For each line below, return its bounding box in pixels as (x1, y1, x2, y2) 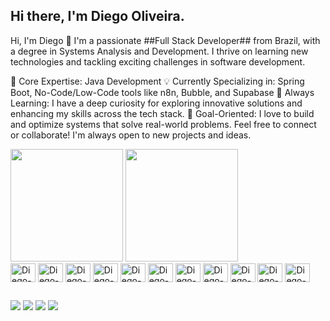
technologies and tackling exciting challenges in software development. (10, 55, 306, 68)
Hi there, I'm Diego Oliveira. (10, 8, 185, 25)
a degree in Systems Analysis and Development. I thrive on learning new (10, 45, 309, 57)
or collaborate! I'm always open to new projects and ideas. (10, 129, 252, 141)
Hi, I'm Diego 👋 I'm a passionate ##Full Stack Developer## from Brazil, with (10, 34, 321, 46)
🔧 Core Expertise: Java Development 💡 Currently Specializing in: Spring (10, 75, 305, 87)
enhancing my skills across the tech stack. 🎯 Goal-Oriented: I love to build (10, 107, 315, 119)
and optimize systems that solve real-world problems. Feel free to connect (10, 118, 317, 130)
